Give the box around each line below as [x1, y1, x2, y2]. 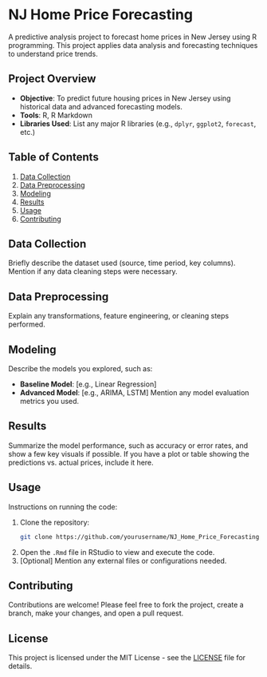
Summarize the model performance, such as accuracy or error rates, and [8, 441, 249, 450]
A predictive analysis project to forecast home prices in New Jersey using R [8, 32, 257, 42]
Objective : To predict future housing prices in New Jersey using [19, 93, 231, 103]
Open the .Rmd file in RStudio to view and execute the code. [19, 547, 215, 556]
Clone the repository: [19, 517, 90, 527]
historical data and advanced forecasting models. [19, 101, 183, 111]
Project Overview [8, 72, 96, 85]
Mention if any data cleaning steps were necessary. [8, 267, 178, 276]
